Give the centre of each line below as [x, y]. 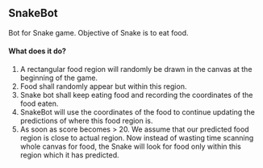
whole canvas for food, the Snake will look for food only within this [131, 147]
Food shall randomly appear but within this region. [103, 86]
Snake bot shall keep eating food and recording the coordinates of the [136, 95]
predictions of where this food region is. [86, 121]
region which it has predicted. [69, 155]
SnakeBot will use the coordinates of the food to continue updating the [138, 112]
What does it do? [38, 51]
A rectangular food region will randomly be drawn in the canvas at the [136, 69]
